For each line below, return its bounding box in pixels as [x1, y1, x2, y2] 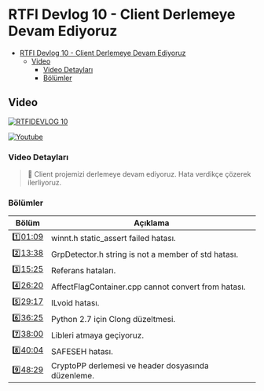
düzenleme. [50, 371, 94, 382]
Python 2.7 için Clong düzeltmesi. [50, 313, 176, 324]
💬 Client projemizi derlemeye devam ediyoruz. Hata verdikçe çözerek [27, 170, 251, 179]
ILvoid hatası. [50, 297, 100, 308]
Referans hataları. [50, 265, 116, 276]
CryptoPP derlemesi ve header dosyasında [50, 360, 210, 371]
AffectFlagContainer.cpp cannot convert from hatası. [50, 281, 246, 292]
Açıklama [133, 217, 170, 228]
